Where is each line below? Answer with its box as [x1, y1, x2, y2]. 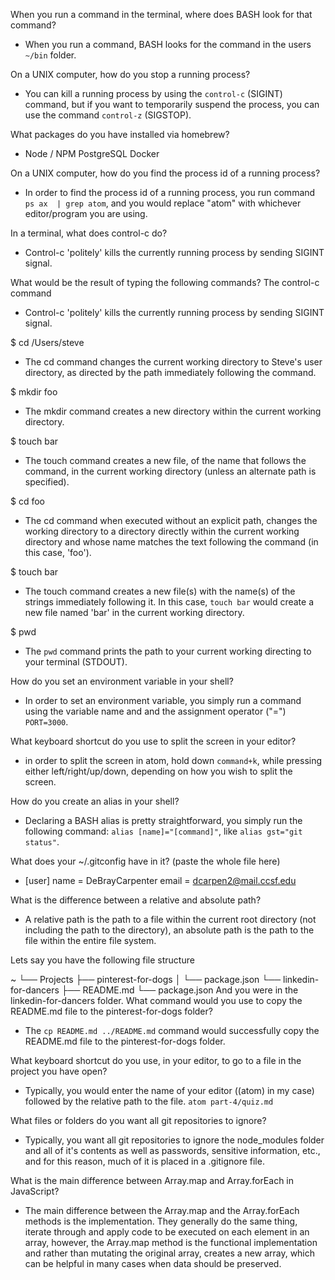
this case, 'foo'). [24, 547, 92, 558]
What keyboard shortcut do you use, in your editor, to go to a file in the [10, 1055, 302, 1066]
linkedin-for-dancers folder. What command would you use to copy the [10, 995, 303, 1006]
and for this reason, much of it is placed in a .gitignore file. [24, 1155, 265, 1167]
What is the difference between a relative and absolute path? [10, 894, 262, 906]
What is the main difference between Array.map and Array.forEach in [10, 1175, 295, 1186]
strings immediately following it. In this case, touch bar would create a [24, 596, 315, 608]
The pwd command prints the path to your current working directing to [24, 645, 312, 657]
